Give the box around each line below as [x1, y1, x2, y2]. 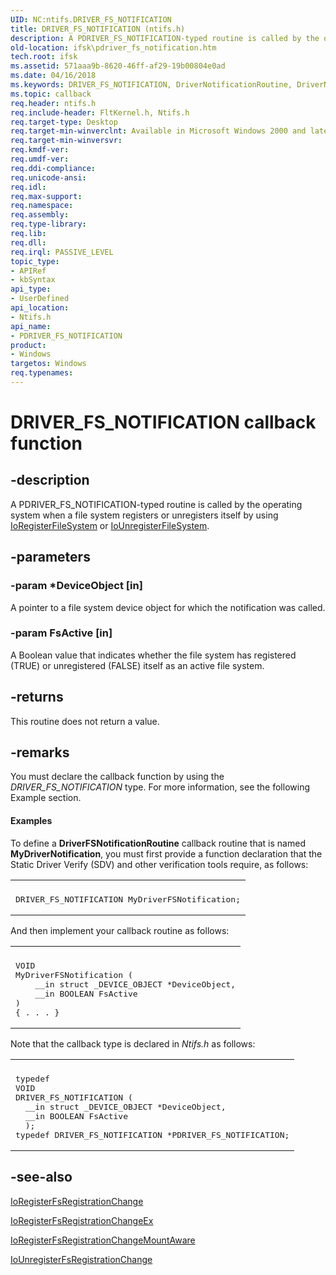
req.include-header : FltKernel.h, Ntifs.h [10, 107, 190, 118]
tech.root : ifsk [10, 52, 78, 62]
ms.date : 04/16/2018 [10, 71, 97, 81]
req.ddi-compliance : [10, 163, 97, 173]
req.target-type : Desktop [10, 117, 118, 127]
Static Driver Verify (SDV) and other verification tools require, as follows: [10, 858, 309, 870]
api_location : [10, 303, 70, 313]
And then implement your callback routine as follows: [10, 924, 230, 936]
